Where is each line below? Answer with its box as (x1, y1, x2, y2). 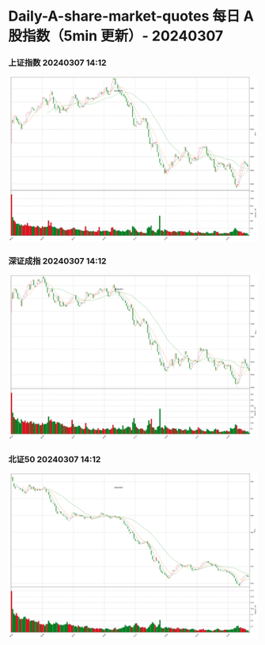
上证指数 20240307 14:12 (8, 57, 107, 68)
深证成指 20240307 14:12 (8, 255, 107, 266)
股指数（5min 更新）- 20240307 (8, 27, 224, 45)
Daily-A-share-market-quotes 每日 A (8, 7, 255, 25)
